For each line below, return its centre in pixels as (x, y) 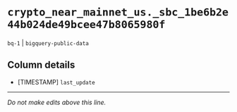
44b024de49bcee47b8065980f (86, 25)
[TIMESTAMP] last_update (56, 82)
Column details (41, 65)
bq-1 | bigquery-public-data (48, 43)
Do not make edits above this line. (57, 102)
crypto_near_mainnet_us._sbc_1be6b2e (118, 12)
